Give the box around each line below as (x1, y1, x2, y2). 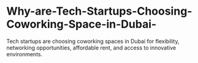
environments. (6, 50, 43, 57)
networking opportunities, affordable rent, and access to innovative (6, 44, 177, 51)
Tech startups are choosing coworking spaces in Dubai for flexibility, (6, 37, 180, 45)
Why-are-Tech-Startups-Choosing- (6, 4, 192, 18)
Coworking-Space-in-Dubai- (6, 17, 157, 31)
